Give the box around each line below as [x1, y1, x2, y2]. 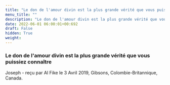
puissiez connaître [5, 58, 52, 65]
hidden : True [5, 31, 33, 36]
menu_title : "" [5, 12, 37, 17]
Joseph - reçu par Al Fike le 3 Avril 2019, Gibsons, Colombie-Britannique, [5, 70, 158, 76]
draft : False [5, 26, 33, 31]
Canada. [5, 75, 23, 81]
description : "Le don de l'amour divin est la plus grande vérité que [5, 17, 157, 22]
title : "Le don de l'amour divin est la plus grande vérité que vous [5, 7, 155, 13]
